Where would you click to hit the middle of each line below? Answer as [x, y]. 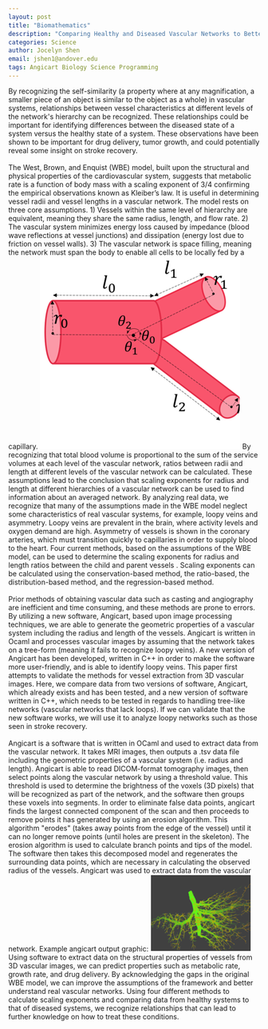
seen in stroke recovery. [48, 726]
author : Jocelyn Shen [44, 51]
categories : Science [43, 42]
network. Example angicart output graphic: [79, 948]
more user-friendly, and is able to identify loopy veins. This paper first [123, 667]
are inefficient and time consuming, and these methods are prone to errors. [132, 608]
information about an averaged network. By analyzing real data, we [118, 497]
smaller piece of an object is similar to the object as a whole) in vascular [126, 99]
